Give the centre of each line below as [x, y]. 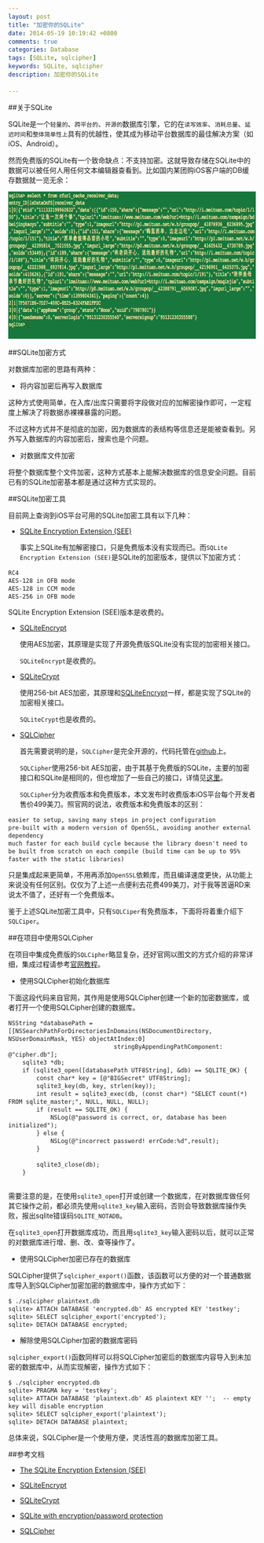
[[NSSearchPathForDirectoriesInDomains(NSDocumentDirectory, [110, 1031]
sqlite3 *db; [44, 1062]
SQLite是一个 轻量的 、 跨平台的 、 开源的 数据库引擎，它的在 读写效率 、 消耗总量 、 [126, 124]
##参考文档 [26, 1454]
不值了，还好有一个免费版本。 [70, 894]
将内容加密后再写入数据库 [61, 386]
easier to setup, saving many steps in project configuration [112, 820]
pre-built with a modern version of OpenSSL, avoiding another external [130, 828]
